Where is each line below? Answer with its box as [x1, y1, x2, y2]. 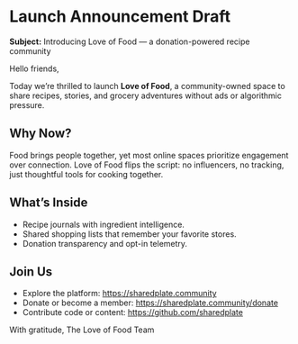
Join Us [9, 264, 53, 279]
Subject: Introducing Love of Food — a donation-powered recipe [9, 36, 250, 47]
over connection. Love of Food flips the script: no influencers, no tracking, [9, 159, 284, 170]
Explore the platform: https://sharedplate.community [22, 288, 218, 299]
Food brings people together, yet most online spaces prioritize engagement [9, 149, 289, 160]
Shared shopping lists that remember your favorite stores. [22, 228, 237, 240]
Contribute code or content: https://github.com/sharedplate [22, 307, 243, 318]
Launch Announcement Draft [9, 6, 231, 27]
